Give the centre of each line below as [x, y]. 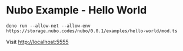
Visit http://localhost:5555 [37, 42]
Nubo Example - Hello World [76, 10]
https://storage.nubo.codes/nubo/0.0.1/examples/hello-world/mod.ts [92, 31]
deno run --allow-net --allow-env [49, 26]
